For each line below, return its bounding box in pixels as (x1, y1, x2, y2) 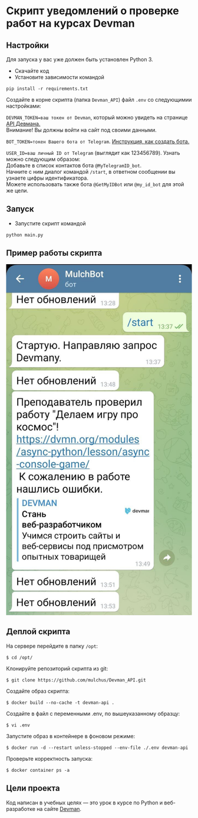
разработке (6, 805, 35, 812)
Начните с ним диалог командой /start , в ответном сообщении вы (6, 168, 176, 175)
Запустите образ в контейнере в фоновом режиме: (6, 732, 136, 739)
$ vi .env (6, 722, 31, 728)
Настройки (6, 40, 49, 50)
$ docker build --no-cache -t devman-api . (6, 699, 115, 706)
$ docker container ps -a (6, 767, 70, 773)
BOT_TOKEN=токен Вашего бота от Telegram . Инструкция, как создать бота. (6, 138, 190, 145)
